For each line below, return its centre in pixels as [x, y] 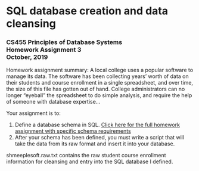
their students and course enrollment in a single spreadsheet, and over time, [100, 83]
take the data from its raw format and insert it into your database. [95, 144]
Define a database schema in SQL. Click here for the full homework [97, 125]
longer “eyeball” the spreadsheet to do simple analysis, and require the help [99, 95]
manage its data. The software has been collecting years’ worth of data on [97, 76]
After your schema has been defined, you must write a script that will [99, 138]
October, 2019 [27, 57]
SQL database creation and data [87, 11]
